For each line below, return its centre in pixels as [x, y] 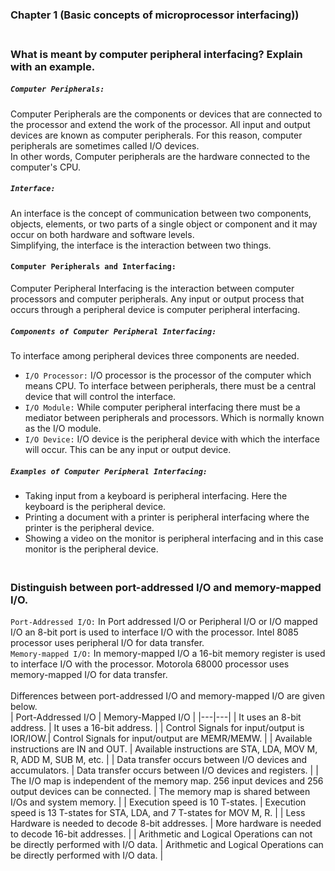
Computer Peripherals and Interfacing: [93, 267]
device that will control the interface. [100, 396]
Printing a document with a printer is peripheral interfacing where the [167, 517]
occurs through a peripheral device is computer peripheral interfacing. [155, 309]
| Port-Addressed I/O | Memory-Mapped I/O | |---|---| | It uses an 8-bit [156, 717]
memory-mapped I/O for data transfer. [89, 675]
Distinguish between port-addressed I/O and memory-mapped [166, 587]
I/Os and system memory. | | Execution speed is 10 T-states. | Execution [158, 802]
